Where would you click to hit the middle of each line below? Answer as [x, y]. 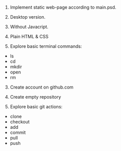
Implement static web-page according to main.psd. [63, 7]
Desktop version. [27, 17]
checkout [20, 122]
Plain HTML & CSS [29, 36]
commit [18, 132]
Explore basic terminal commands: [46, 46]
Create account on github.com [42, 87]
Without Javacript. [29, 27]
